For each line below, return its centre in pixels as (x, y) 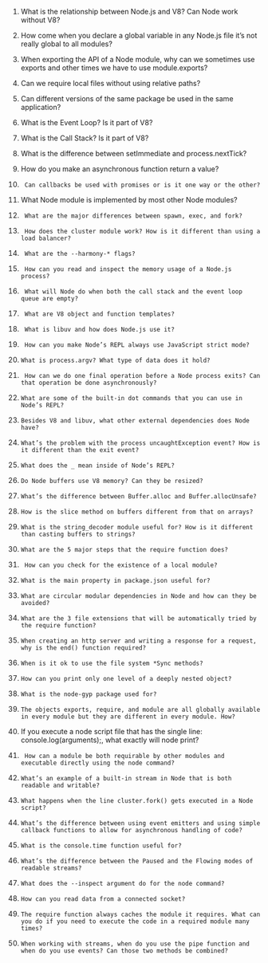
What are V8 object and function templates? (99, 314)
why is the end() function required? (83, 648)
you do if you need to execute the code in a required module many (135, 922)
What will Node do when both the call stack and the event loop (133, 292)
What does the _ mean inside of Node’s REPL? (97, 466)
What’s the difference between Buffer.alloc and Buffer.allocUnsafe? (139, 497)
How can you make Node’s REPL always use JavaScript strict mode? (137, 345)
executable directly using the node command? (97, 763)
